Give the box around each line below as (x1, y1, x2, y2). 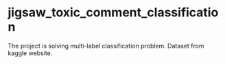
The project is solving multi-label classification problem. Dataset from (8, 42, 204, 50)
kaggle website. (8, 49, 53, 57)
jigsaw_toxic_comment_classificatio (8, 5, 219, 20)
